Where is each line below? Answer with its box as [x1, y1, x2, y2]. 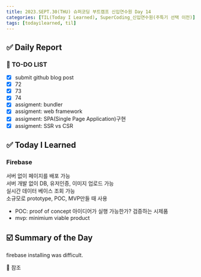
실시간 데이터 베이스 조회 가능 [6, 187, 76, 195]
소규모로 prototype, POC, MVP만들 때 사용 [6, 195, 108, 202]
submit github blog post [14, 74, 74, 81]
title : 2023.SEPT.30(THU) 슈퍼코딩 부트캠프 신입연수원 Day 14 [6, 8, 151, 15]
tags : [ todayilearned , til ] [6, 20, 77, 26]
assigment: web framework [14, 108, 83, 115]
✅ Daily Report [6, 42, 62, 52]
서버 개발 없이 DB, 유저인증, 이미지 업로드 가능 [6, 180, 114, 187]
